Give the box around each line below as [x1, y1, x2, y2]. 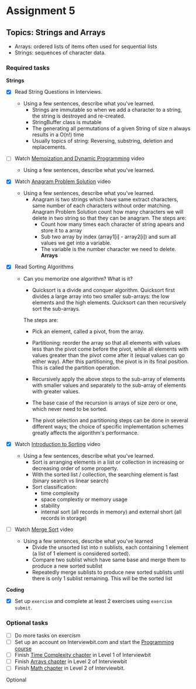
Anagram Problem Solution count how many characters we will [32, 208, 184, 215]
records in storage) [40, 514, 87, 522]
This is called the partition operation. [32, 364, 121, 371]
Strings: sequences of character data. [14, 49, 106, 56]
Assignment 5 [6, 4, 75, 18]
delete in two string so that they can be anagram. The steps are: [32, 215, 187, 222]
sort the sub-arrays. [32, 305, 81, 312]
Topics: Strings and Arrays [6, 28, 106, 37]
